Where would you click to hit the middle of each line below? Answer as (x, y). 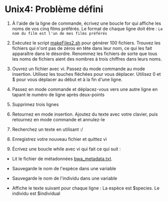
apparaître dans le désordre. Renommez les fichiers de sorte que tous (85, 54)
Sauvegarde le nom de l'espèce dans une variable (64, 168)
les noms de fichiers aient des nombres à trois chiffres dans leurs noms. (87, 59)
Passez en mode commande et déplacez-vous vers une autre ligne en (85, 89)
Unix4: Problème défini (54, 9)
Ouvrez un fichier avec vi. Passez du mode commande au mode (78, 69)
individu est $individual (36, 193)
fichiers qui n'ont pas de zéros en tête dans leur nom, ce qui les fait (82, 48)
